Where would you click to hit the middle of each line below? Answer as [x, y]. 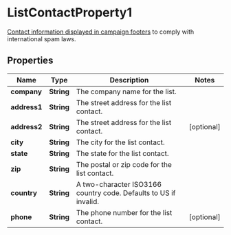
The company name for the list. [126, 91]
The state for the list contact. [123, 153]
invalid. [88, 201]
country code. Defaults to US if [126, 192]
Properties [30, 61]
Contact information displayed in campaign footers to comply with [101, 32]
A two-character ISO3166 [119, 184]
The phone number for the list [124, 212]
